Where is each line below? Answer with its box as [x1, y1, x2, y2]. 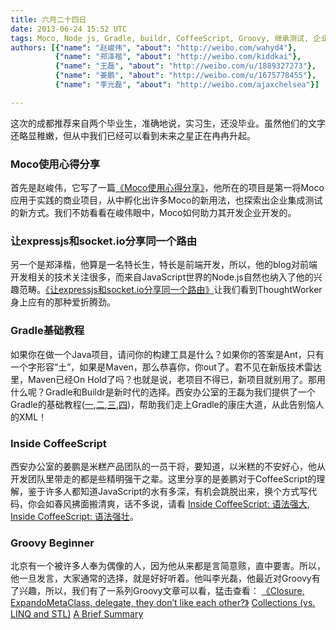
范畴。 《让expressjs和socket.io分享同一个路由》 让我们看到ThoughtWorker [18, 284, 323, 296]
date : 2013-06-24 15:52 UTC [10, 24, 128, 34]
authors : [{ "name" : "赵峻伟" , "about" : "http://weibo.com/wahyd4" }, [10, 42, 298, 53]
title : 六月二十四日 [10, 14, 87, 25]
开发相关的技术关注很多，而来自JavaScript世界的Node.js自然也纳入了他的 [10, 271, 314, 283]
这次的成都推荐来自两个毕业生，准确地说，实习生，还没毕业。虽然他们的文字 [10, 117, 326, 129]
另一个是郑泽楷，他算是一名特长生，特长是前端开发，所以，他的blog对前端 [10, 259, 318, 271]
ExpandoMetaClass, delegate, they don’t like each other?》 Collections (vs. [10, 597, 316, 609]
